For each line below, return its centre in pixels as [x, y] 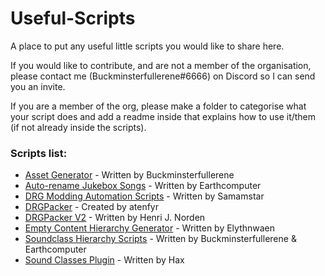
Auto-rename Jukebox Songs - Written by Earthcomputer [143, 186]
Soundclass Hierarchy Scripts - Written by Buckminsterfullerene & [160, 239]
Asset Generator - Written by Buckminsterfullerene [129, 175]
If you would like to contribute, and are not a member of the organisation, [161, 65]
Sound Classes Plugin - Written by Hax [104, 260]
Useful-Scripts [73, 18]
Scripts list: [39, 153]
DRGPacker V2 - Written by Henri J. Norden [115, 218]
